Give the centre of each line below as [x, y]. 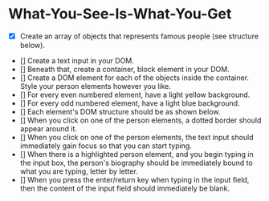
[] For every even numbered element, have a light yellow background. [135, 94]
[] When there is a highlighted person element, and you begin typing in [137, 154]
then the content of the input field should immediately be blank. [125, 188]
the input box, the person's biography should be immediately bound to [136, 163]
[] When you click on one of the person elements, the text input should [137, 137]
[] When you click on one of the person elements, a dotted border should [141, 120]
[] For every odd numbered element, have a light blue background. [130, 103]
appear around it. [49, 129]
